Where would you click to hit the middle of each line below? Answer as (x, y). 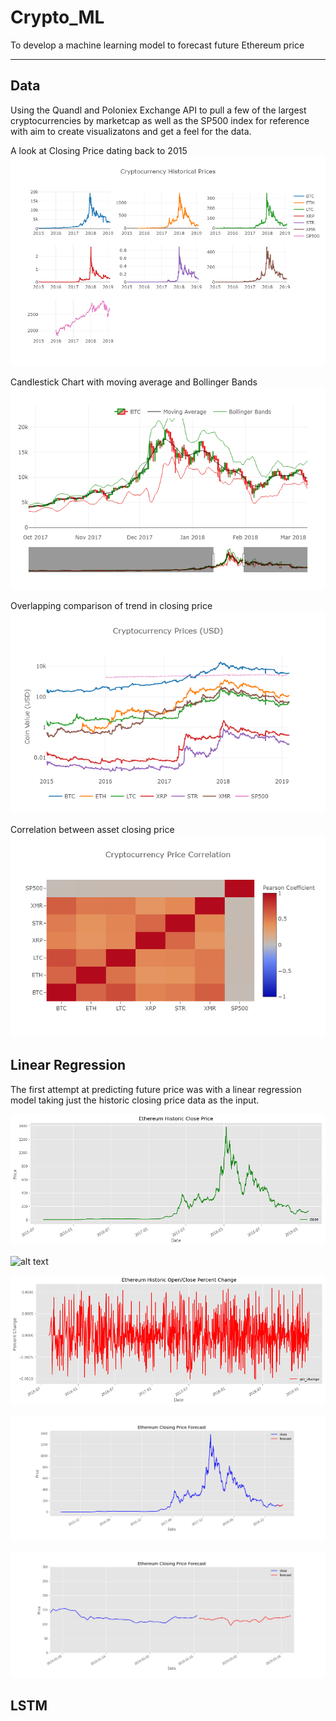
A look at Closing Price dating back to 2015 (99, 150)
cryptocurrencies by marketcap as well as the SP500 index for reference (160, 120)
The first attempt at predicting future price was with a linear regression (156, 1089)
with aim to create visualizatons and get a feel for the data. (131, 131)
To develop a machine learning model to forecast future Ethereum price (157, 45)
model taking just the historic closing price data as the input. (135, 1100)
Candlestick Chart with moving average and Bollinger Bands (134, 382)
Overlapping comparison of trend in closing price (111, 605)
